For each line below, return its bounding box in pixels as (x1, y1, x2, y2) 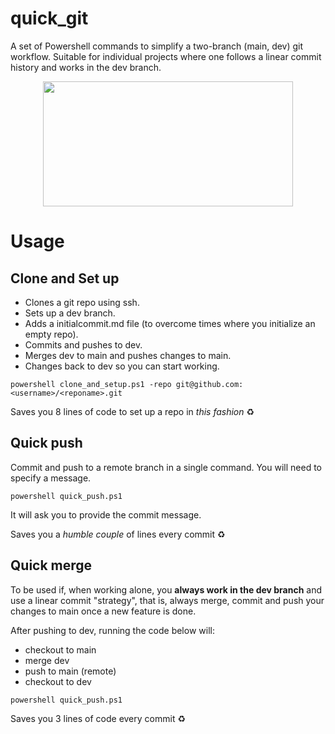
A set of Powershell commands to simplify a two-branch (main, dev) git (10, 40, 304, 52)
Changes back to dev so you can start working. (24, 360, 220, 372)
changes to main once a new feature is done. (10, 605, 197, 617)
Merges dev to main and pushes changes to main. (24, 349, 232, 361)
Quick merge (10, 557, 93, 574)
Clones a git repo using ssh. (24, 296, 140, 308)
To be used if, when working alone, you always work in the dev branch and (10, 583, 323, 596)
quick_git (10, 7, 89, 30)
